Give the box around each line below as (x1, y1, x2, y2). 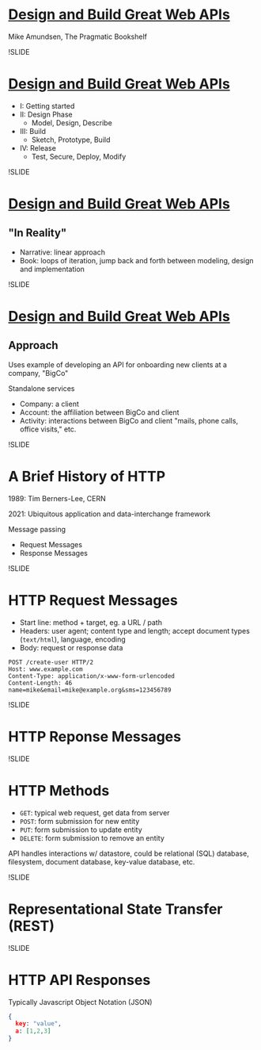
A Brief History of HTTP (8, 468, 166, 485)
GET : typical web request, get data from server (19, 807, 170, 818)
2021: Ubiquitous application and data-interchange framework (8, 509, 211, 519)
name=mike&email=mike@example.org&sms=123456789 (8, 686, 172, 694)
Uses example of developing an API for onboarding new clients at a (8, 359, 228, 370)
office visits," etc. (19, 424, 77, 434)
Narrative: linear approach (19, 247, 105, 257)
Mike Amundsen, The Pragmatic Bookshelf (8, 32, 148, 41)
